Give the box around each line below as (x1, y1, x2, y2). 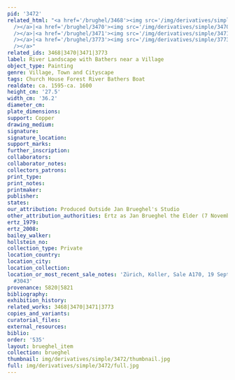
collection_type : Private (7, 245, 83, 252)
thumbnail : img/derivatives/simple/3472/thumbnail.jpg (7, 355, 171, 363)
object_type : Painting (7, 62, 73, 69)
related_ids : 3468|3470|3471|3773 (7, 50, 108, 57)
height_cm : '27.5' (7, 88, 61, 95)
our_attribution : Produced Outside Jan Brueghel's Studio (7, 206, 180, 213)
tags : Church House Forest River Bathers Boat (7, 75, 145, 83)
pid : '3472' (7, 10, 42, 18)
